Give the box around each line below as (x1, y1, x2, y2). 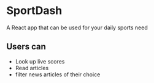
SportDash (6, 4, 63, 18)
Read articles (15, 64, 49, 71)
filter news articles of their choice (15, 71, 101, 78)
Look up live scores (15, 57, 65, 65)
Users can (6, 41, 46, 52)
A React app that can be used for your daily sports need (6, 24, 148, 31)
